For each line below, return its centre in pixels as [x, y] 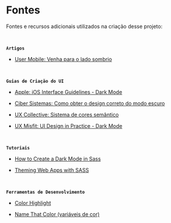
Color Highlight [33, 203]
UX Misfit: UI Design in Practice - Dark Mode [69, 126]
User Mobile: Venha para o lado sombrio [63, 59]
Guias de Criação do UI [35, 81]
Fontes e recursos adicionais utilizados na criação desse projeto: [84, 26]
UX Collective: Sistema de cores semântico [66, 114]
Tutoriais [18, 148]
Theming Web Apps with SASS [52, 170]
